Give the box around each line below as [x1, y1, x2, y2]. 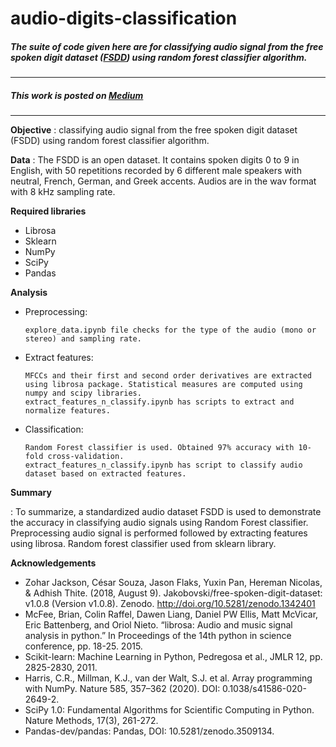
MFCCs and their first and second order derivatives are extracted [24, 371, 312, 381]
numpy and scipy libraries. [24, 388, 142, 399]
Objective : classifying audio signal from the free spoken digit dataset [10, 124, 298, 136]
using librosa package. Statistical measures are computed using [24, 380, 303, 390]
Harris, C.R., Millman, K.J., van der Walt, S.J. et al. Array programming [24, 672, 313, 684]
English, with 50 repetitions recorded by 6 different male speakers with [10, 165, 302, 177]
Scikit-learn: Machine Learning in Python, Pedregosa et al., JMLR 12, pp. [24, 651, 323, 663]
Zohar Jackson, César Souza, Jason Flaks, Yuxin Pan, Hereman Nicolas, [24, 577, 323, 589]
